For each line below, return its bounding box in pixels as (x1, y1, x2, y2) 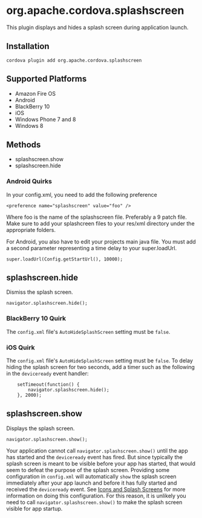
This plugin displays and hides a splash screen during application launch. (6, 24, 189, 31)
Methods (6, 139, 41, 150)
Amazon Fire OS (15, 90, 56, 97)
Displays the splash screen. (6, 425, 75, 432)
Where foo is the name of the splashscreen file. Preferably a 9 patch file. (6, 213, 187, 221)
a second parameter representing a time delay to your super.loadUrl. (6, 244, 177, 251)
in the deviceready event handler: (6, 370, 89, 377)
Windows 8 (15, 122, 44, 129)
